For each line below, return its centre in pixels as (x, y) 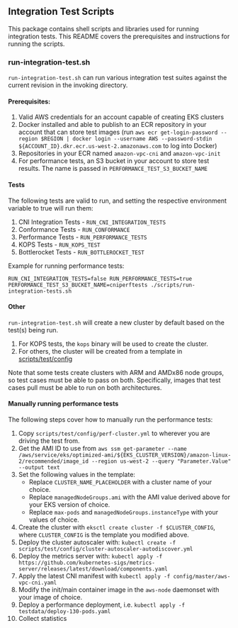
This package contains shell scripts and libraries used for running (103, 28)
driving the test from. (49, 441)
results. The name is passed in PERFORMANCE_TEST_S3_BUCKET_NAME (113, 169)
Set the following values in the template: (76, 474)
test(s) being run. (33, 330)
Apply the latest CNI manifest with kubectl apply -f (94, 576)
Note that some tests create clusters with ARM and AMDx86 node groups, (116, 372)
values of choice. (54, 520)
